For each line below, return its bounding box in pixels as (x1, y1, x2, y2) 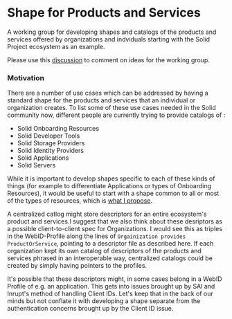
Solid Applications (17, 154, 69, 162)
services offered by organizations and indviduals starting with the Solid (7, 35, 210, 43)
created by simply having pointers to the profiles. (7, 262, 148, 270)
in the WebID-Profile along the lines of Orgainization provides (7, 232, 186, 240)
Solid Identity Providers (17, 147, 84, 155)
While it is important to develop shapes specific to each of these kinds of (7, 174, 215, 183)
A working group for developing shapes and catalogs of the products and (7, 28, 217, 36)
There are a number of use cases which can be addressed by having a (7, 89, 209, 98)
